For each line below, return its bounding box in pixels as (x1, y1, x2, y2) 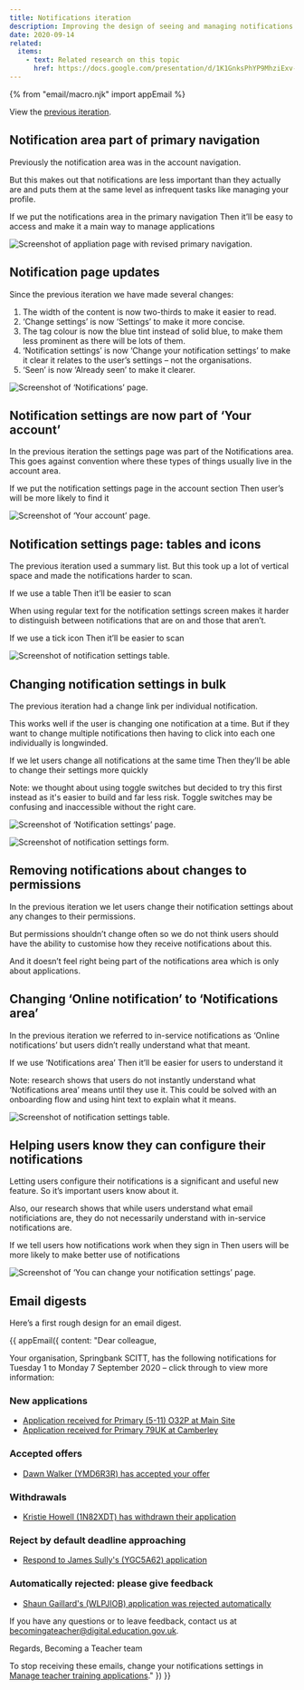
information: (9, 1372, 55, 1383)
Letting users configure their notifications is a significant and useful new (9, 1176, 279, 1187)
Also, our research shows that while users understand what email (9, 1203, 253, 1214)
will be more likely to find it (9, 493, 109, 503)
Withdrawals (9, 1490, 67, 1503)
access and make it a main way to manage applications (9, 220, 215, 231)
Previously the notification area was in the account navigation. (9, 156, 242, 168)
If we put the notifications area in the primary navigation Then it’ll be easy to (9, 210, 294, 222)
